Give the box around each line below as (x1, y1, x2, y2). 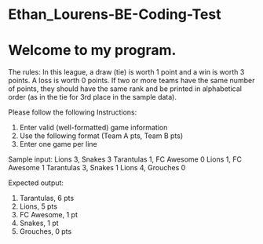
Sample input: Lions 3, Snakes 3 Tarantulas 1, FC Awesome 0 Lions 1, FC (8, 155, 242, 164)
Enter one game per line (19, 140, 98, 149)
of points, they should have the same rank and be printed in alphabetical (8, 84, 242, 93)
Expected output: (8, 178, 64, 188)
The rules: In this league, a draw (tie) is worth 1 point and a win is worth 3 (8, 67, 245, 77)
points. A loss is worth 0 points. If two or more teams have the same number (8, 76, 255, 86)
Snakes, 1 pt (19, 218, 59, 228)
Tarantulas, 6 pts (19, 194, 75, 203)
